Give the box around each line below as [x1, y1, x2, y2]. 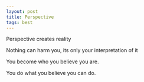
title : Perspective [6, 14, 54, 20]
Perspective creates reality [6, 36, 71, 43]
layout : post [6, 8, 38, 15]
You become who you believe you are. [6, 58, 99, 65]
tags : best [6, 19, 33, 25]
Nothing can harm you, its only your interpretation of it [6, 47, 138, 54]
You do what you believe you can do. [6, 70, 96, 77]
